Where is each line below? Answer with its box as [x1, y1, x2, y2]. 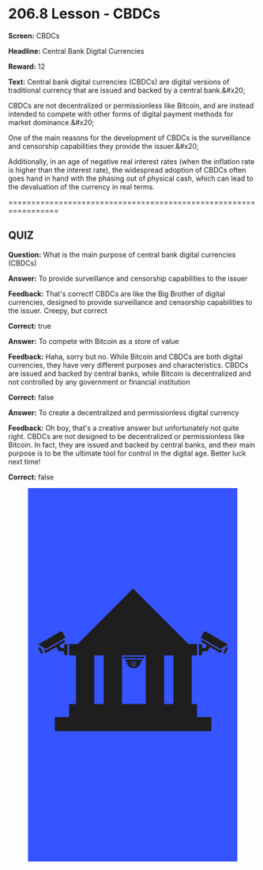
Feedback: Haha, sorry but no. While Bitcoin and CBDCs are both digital [8, 352, 243, 361]
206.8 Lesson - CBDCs [8, 5, 160, 23]
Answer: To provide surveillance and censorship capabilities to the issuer [8, 273, 248, 283]
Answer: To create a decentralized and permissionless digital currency [8, 407, 239, 417]
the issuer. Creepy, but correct [8, 306, 108, 315]
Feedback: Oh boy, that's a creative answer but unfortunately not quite [8, 423, 239, 433]
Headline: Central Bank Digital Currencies [8, 46, 145, 55]
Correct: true [8, 321, 51, 330]
